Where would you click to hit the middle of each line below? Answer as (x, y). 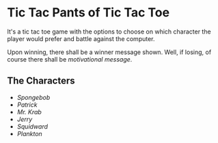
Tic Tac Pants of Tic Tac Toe (88, 13)
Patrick (27, 105)
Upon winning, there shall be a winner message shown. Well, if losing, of (109, 52)
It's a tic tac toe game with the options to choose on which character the (109, 31)
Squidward (32, 126)
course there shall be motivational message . (70, 59)
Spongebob (33, 97)
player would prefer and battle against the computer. (81, 38)
